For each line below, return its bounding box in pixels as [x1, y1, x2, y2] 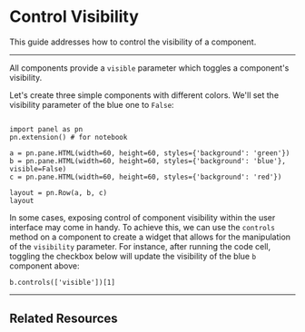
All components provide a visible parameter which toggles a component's [9, 62, 290, 73]
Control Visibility [9, 6, 139, 27]
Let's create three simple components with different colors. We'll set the [9, 89, 280, 101]
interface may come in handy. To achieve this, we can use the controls [9, 221, 275, 232]
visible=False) [9, 164, 67, 173]
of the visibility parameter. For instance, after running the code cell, [9, 240, 271, 251]
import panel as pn [9, 124, 84, 133]
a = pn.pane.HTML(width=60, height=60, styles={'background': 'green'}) [9, 148, 290, 158]
